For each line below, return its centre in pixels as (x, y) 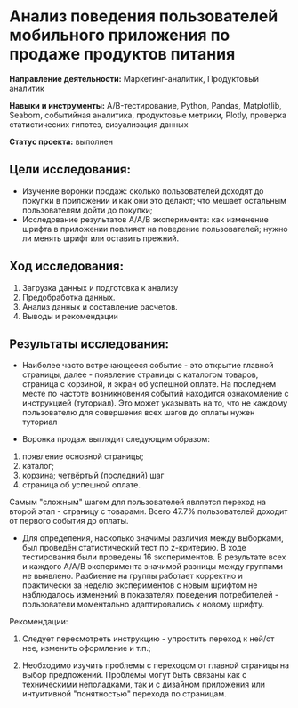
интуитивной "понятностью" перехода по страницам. (124, 694)
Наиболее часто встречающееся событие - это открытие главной (148, 366)
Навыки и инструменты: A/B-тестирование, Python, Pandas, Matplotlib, (145, 105)
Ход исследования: (67, 266)
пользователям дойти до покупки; (87, 210)
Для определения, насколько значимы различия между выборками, (153, 538)
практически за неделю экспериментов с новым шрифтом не (140, 585)
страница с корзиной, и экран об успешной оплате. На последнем (149, 384)
